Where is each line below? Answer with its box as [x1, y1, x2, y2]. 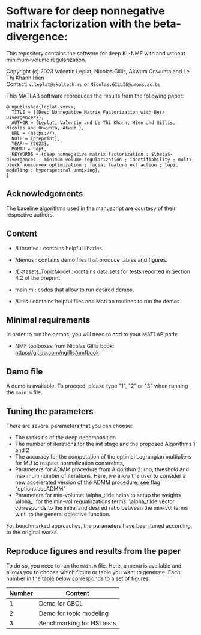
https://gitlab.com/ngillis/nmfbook [14, 349, 100, 356]
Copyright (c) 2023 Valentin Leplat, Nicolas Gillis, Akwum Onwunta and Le [6, 67, 190, 75]
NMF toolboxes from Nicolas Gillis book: [14, 342, 115, 350]
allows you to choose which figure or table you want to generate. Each [6, 568, 181, 575]
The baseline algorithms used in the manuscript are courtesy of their [6, 205, 176, 212]
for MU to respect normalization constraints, [14, 459, 125, 466]
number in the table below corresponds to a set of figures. [6, 575, 151, 582]
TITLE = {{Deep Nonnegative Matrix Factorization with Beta [11, 109, 165, 115]
